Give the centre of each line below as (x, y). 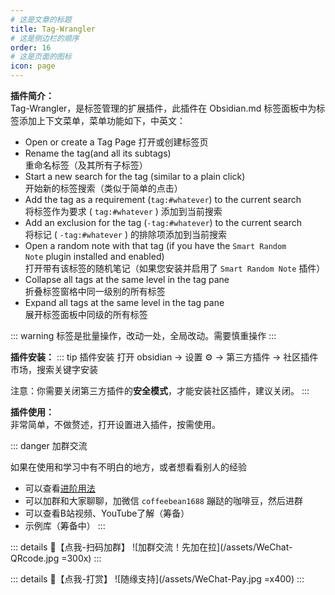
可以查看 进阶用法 (60, 488)
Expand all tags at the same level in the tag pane (124, 302)
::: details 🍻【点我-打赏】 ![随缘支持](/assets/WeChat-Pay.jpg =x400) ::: (157, 579)
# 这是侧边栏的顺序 (45, 38)
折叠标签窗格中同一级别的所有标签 (95, 291)
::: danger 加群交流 (49, 445)
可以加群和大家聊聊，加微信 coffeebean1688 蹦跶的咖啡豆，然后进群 (163, 500)
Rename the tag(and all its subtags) (98, 153)
